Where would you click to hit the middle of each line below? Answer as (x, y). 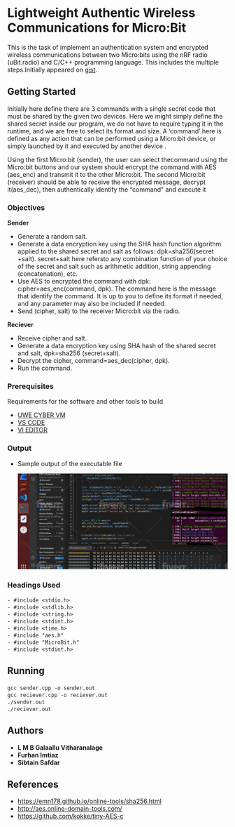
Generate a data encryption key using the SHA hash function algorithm (119, 244)
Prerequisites (30, 386)
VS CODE (31, 423)
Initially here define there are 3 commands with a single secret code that (112, 108)
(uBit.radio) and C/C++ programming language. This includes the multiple (113, 62)
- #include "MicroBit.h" (43, 642)
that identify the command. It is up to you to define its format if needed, (120, 296)
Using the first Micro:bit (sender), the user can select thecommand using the (117, 159)
